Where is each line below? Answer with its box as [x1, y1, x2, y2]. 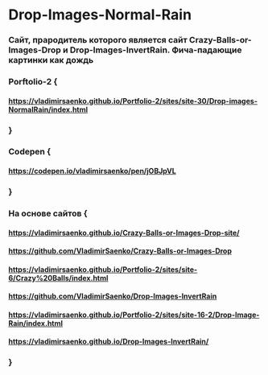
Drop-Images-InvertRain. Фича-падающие [69, 44, 242, 56]
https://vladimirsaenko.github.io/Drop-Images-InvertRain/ [8, 336, 209, 347]
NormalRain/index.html [8, 105, 89, 114]
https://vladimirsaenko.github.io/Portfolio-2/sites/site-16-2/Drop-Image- [8, 310, 260, 319]
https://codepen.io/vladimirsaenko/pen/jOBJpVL [8, 167, 177, 176]
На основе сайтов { [8, 208, 88, 219]
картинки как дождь [8, 55, 94, 66]
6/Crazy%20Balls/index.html [8, 273, 109, 282]
